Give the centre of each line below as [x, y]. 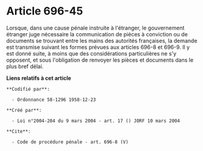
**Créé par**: [24, 110]
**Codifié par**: [28, 89]
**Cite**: [19, 131]
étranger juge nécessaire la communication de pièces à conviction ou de [97, 34]
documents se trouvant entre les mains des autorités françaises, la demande [102, 40]
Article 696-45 [45, 11]
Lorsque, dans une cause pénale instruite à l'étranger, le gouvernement [95, 28]
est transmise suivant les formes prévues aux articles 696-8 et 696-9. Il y [98, 47]
